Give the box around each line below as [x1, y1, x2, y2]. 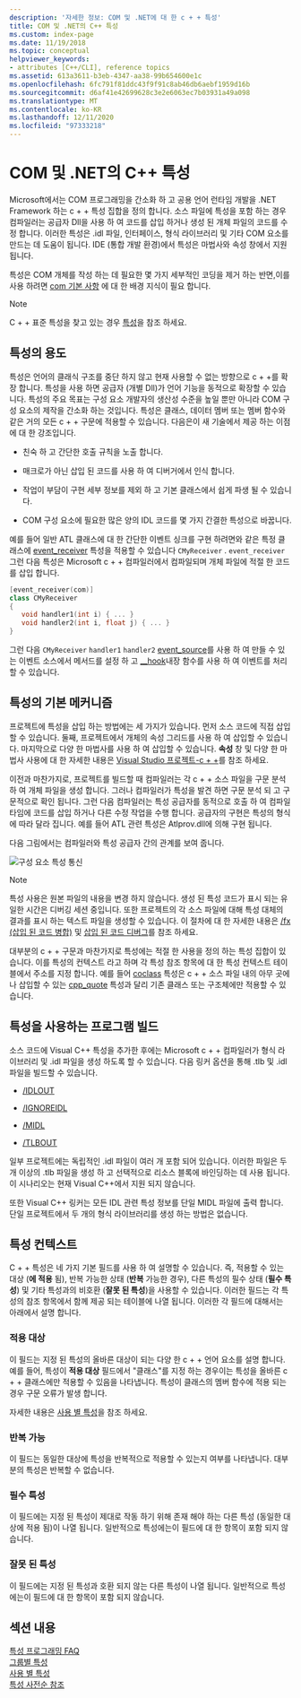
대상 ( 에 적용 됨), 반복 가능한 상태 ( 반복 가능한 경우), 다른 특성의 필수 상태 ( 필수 [9, 1274, 283, 1285]
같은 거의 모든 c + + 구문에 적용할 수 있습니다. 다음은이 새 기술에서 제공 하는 [9, 416, 275, 427]
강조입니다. [37, 427, 76, 437]
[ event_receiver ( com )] [9, 585, 94, 594]
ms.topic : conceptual [9, 47, 90, 56]
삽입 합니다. [18, 567, 60, 578]
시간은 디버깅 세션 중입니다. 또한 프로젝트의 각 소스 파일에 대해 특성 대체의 [25, 904, 284, 914]
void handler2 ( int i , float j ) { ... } [21, 619, 170, 628]
